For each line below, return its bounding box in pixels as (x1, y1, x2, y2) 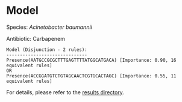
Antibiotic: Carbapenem (6, 35, 65, 42)
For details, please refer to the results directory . (6, 88, 125, 96)
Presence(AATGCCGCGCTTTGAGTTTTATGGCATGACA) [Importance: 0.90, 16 (6, 57, 177, 63)
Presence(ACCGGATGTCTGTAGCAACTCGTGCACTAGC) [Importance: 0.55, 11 (6, 73, 177, 79)
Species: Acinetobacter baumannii (6, 23, 92, 31)
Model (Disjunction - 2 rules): (6, 46, 87, 53)
